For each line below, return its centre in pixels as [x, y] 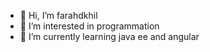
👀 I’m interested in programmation [89, 26]
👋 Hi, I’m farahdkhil [58, 15]
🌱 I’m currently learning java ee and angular [109, 36]
